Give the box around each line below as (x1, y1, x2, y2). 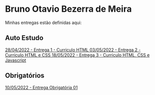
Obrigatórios (5, 71, 45, 80)
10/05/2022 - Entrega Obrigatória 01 (5, 84, 78, 90)
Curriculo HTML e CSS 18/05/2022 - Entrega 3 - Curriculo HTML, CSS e (5, 52, 150, 58)
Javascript (5, 57, 26, 63)
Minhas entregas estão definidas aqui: (5, 20, 82, 25)
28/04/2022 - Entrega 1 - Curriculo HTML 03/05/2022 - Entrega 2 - (5, 47, 141, 52)
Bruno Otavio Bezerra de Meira (5, 3, 132, 15)
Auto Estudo (5, 34, 44, 42)
